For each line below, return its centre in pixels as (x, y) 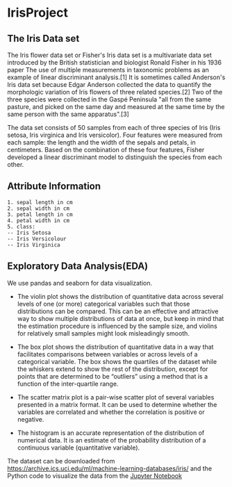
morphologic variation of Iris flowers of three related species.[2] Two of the (115, 92)
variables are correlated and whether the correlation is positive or (111, 412)
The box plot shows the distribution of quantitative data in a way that (115, 347)
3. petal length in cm (40, 214)
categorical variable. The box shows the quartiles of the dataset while (117, 361)
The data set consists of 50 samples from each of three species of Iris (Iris (114, 127)
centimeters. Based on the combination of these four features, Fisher (106, 150)
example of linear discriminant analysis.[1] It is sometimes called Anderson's (116, 77)
